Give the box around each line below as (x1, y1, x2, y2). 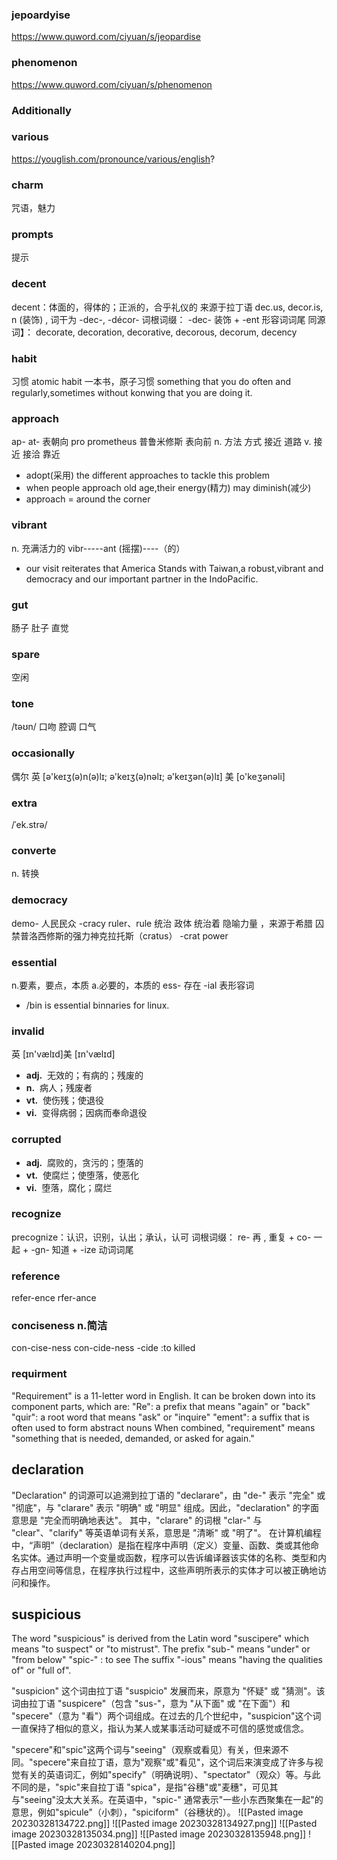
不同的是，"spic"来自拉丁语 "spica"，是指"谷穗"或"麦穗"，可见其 (11, 1781, 279, 1793)
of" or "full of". (11, 1664, 72, 1677)
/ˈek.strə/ (11, 819, 48, 831)
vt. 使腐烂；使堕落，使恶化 (25, 1169, 140, 1181)
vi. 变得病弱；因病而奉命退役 (25, 1107, 148, 1119)
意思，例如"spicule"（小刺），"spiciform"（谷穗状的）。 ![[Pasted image (11, 1806, 304, 1818)
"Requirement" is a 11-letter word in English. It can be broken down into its (11, 1389, 316, 1402)
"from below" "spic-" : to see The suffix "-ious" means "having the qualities (11, 1654, 323, 1666)
